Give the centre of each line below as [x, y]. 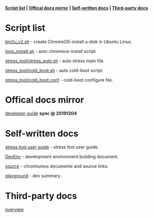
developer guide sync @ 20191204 [41, 113]
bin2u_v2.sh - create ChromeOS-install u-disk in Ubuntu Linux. [69, 42]
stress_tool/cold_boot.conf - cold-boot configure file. [59, 80]
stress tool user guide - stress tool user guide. [52, 147]
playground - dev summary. [33, 176]
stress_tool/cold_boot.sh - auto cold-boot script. [54, 70]
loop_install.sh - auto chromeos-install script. [51, 51]
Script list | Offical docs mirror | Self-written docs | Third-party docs [76, 8]
